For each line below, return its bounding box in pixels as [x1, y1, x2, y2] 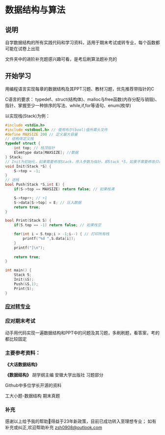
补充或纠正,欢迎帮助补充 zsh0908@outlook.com [5, 425, 102, 431]
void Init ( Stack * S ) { [5, 164, 52, 169]
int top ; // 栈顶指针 [14, 145, 55, 150]
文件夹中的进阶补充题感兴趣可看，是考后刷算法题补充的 [5, 56, 117, 62]
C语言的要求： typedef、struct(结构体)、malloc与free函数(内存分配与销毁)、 [5, 96, 160, 102]
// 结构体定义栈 [5, 136, 34, 142]
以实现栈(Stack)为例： [5, 113, 50, 118]
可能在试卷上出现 [5, 46, 40, 52]
